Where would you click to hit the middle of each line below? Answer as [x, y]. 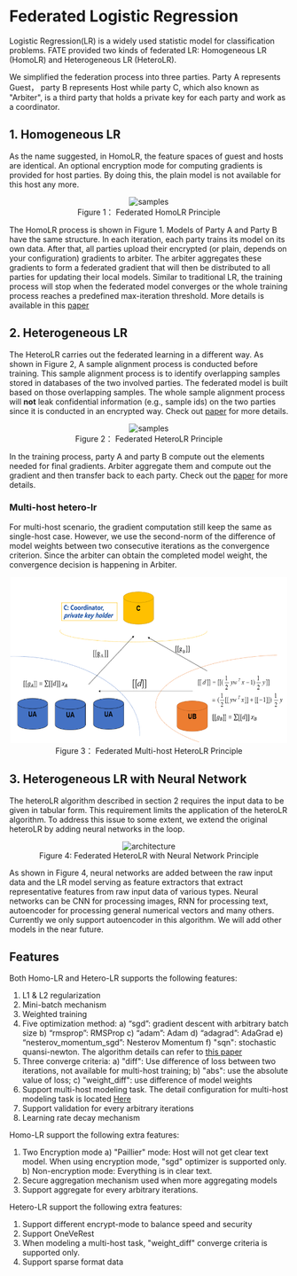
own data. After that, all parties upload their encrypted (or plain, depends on [148, 248]
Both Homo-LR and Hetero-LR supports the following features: [123, 978]
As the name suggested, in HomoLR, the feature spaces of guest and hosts [146, 156]
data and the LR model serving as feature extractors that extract [126, 882]
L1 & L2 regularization [61, 996]
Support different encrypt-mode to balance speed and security [137, 1225]
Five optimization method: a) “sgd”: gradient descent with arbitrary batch [155, 1024]
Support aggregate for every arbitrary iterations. [110, 1190]
